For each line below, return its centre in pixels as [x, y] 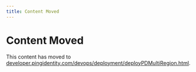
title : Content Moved [33, 11]
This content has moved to [39, 57]
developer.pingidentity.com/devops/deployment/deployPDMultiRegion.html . [98, 63]
